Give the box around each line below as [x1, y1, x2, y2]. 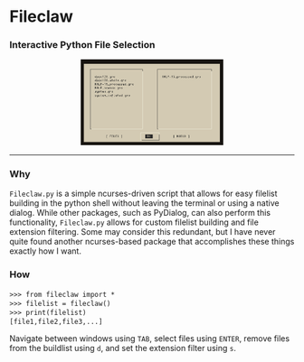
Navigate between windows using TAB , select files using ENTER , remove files [9, 332, 290, 344]
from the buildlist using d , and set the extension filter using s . [9, 342, 237, 353]
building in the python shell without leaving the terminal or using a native [9, 198, 280, 209]
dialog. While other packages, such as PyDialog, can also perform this [9, 208, 271, 218]
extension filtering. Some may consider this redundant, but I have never [9, 227, 276, 237]
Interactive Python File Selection [9, 39, 156, 51]
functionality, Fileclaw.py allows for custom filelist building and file [9, 217, 260, 227]
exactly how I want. [9, 246, 81, 256]
